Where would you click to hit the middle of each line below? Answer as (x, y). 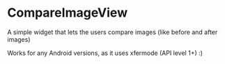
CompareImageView (67, 13)
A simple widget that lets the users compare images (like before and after (113, 32)
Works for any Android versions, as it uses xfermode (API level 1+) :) (105, 53)
